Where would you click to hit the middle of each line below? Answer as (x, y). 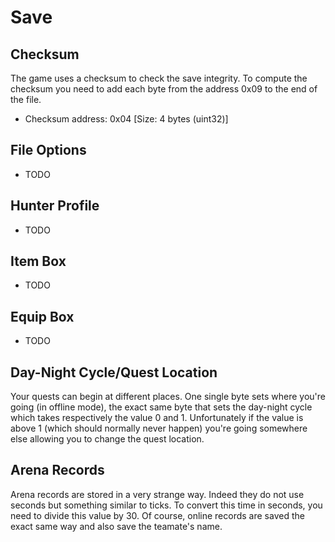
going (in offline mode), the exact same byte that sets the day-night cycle (161, 407)
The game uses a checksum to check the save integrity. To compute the (159, 78)
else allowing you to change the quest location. (107, 439)
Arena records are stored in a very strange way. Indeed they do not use (157, 494)
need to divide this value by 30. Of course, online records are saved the (157, 515)
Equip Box (42, 316)
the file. (26, 99)
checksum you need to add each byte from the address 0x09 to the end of (164, 89)
